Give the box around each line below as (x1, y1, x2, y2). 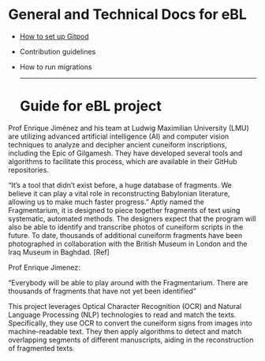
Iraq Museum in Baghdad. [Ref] (8, 247, 110, 257)
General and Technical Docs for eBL (8, 6, 247, 24)
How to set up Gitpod (19, 32, 89, 41)
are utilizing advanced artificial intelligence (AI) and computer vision (8, 132, 230, 141)
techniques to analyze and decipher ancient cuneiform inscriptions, (8, 140, 227, 149)
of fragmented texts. (8, 343, 75, 352)
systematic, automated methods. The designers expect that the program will (8, 214, 256, 223)
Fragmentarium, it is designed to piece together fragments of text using (8, 205, 241, 214)
